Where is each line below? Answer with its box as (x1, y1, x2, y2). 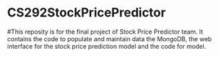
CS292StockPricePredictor (7, 5, 166, 21)
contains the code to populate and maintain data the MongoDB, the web (7, 34, 212, 43)
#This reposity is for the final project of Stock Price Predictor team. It (7, 27, 203, 36)
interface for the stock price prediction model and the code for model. (7, 42, 207, 50)
